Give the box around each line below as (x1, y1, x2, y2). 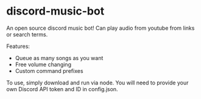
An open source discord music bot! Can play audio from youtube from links (6, 24, 195, 32)
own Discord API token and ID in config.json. (6, 85, 118, 92)
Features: (6, 43, 30, 50)
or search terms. (6, 30, 48, 38)
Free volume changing (15, 61, 72, 68)
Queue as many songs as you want (15, 54, 104, 61)
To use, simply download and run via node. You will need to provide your (6, 79, 189, 86)
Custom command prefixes (15, 67, 83, 74)
